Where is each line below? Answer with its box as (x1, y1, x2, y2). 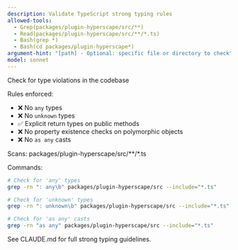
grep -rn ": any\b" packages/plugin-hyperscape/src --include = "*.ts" (7, 183, 217, 191)
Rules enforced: (7, 89, 54, 98)
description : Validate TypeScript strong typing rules (7, 10, 173, 18)
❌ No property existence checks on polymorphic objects (17, 127, 183, 135)
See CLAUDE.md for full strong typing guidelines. (7, 235, 152, 243)
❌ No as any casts (17, 135, 72, 144)
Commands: (7, 163, 43, 171)
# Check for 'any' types (7, 176, 81, 184)
